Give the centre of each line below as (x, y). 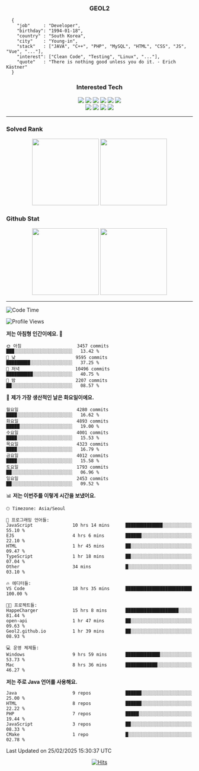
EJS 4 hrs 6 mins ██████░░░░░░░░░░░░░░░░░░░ (99, 536)
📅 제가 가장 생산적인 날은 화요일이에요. (50, 398)
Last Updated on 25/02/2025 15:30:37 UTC (59, 751)
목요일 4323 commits (57, 444)
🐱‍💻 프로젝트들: (22, 606)
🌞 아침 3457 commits (58, 346)
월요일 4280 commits (57, 410)
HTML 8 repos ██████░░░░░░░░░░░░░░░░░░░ (99, 703)
